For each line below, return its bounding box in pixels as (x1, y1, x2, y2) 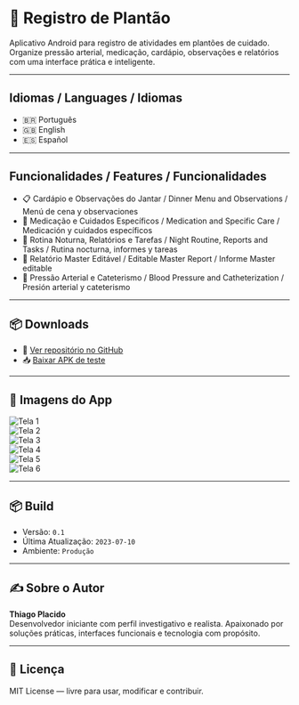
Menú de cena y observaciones (21, 206, 139, 216)
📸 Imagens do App (9, 392, 113, 408)
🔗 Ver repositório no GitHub (21, 344, 124, 355)
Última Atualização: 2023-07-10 (21, 536, 136, 547)
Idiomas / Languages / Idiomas (9, 91, 183, 106)
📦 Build (9, 498, 54, 514)
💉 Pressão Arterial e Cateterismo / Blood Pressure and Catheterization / (21, 271, 285, 283)
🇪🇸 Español (21, 134, 69, 145)
